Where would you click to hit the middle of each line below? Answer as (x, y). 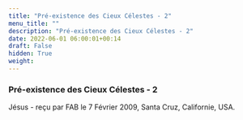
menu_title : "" (34, 24)
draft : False (30, 46)
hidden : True (30, 54)
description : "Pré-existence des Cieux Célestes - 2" (101, 31)
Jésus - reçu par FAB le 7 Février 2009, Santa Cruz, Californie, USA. (122, 107)
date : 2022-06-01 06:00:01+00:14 (65, 39)
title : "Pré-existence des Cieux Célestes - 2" (90, 16)
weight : (21, 62)
